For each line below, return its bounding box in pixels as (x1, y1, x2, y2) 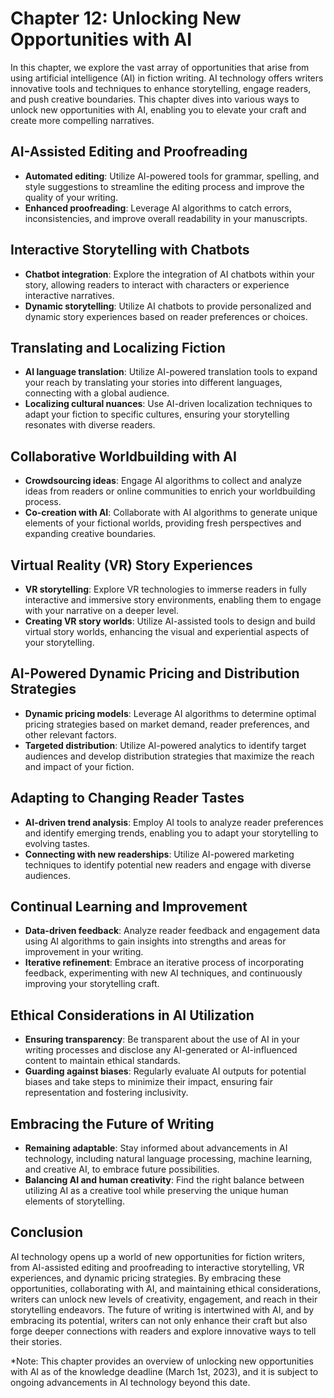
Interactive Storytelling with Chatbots (10, 242, 250, 259)
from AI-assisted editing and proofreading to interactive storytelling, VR (10, 1261, 305, 1273)
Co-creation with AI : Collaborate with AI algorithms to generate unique (24, 507, 318, 519)
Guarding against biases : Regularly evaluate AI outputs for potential (24, 1065, 307, 1077)
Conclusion (10, 1224, 84, 1241)
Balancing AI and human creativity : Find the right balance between (24, 1174, 305, 1186)
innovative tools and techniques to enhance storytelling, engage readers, (10, 82, 312, 94)
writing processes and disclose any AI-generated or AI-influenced (24, 1044, 298, 1056)
